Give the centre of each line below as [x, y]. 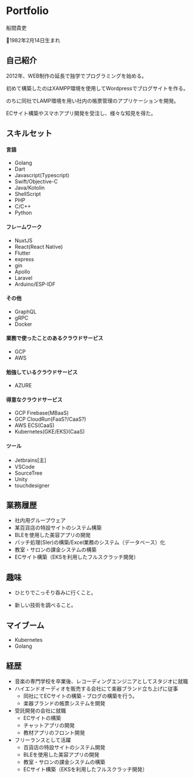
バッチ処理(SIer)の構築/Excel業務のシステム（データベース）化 [90, 542]
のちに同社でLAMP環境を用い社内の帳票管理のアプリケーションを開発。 [93, 100]
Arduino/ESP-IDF [35, 284]
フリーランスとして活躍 [43, 740]
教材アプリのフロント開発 [54, 732]
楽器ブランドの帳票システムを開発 [64, 703]
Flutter [22, 253]
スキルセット [29, 133]
